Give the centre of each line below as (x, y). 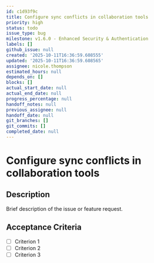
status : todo (22, 28)
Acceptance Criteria (44, 227)
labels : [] (19, 45)
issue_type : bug (26, 33)
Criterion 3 (28, 254)
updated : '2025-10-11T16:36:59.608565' (55, 60)
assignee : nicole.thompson (39, 66)
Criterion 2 (28, 248)
